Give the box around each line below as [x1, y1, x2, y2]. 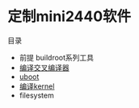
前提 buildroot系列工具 [19, 52, 95, 62]
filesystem [19, 90, 54, 100]
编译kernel [19, 81, 55, 91]
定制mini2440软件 [7, 7, 132, 26]
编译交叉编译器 [19, 62, 69, 73]
